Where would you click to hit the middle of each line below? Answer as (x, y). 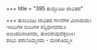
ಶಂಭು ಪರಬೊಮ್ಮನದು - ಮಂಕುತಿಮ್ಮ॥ (39, 40)
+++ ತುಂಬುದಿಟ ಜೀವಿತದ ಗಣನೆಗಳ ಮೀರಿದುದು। (49, 20)
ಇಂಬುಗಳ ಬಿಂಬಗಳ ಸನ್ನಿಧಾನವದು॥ (36, 27)
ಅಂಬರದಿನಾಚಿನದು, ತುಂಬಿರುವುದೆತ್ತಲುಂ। (41, 34)
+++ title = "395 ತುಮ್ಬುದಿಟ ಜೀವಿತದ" (45, 9)
